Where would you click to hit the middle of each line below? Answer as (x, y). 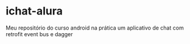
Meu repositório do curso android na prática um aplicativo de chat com (95, 28)
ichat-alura (34, 11)
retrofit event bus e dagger (40, 34)
